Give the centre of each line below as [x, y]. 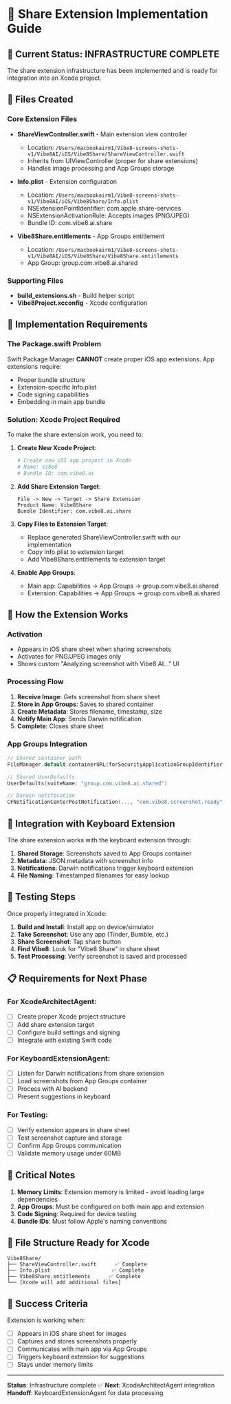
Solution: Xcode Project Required [64, 419]
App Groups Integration [47, 744]
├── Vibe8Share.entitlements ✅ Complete [74, 1277]
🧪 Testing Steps [41, 897]
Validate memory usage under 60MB [69, 1153]
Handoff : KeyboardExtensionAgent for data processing [85, 1392]
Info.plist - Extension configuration [67, 181]
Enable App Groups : [46, 572]
